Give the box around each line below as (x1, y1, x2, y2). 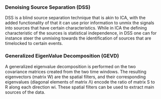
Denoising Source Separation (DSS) (5, 4, 91, 11)
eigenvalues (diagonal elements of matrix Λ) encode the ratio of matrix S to (5, 79, 155, 85)
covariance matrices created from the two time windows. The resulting (5, 69, 146, 74)
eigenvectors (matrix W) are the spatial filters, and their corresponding (5, 74, 146, 80)
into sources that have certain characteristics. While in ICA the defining (5, 25, 147, 31)
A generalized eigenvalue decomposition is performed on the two (5, 63, 136, 69)
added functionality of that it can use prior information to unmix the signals (5, 20, 154, 26)
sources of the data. (5, 89, 46, 95)
